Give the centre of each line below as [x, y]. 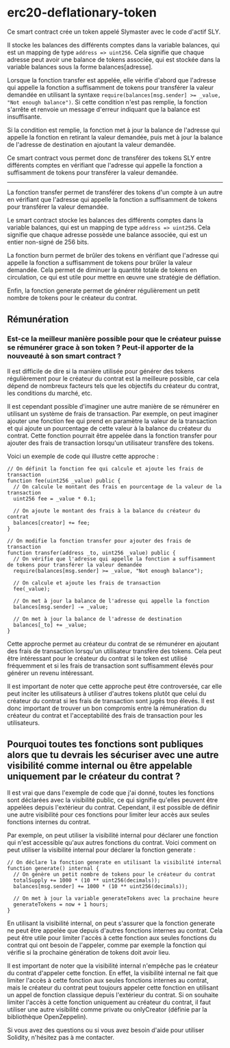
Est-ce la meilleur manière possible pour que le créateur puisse [114, 339]
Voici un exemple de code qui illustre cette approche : [83, 456]
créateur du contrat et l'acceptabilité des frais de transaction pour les [105, 715]
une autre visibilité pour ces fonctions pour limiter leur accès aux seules [108, 815]
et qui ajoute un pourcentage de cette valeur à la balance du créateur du [109, 428]
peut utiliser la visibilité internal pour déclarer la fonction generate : [101, 850]
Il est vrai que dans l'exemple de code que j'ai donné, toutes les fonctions [111, 793]
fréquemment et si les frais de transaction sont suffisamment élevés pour [110, 665]
